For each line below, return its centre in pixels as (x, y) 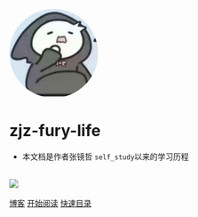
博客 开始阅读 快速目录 (50, 203)
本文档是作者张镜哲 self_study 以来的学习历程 (105, 157)
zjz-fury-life (55, 131)
